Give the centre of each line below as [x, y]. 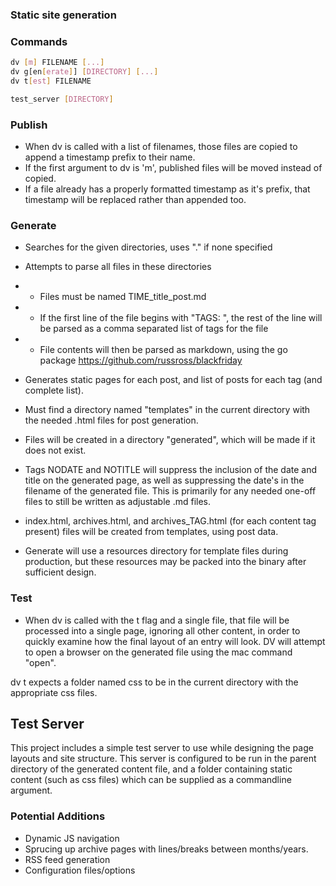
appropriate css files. [54, 692]
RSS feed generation [67, 859]
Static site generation [63, 15]
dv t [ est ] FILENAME [51, 81]
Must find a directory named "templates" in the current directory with [167, 410]
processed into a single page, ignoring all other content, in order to [162, 630]
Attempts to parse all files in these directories [118, 267]
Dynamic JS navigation [72, 838]
